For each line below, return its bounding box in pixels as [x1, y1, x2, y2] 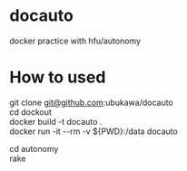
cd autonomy [9, 143, 59, 154]
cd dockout [9, 106, 53, 118]
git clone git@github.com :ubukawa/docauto [9, 97, 174, 108]
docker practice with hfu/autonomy [9, 35, 141, 46]
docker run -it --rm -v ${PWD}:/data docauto [9, 126, 179, 137]
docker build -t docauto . [9, 116, 103, 127]
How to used [9, 67, 106, 88]
